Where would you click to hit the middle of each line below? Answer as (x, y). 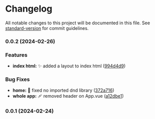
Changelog (29, 9)
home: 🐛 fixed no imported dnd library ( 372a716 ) (63, 90)
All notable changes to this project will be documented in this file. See (78, 23)
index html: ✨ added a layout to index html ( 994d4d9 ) (69, 66)
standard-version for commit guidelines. (47, 28)
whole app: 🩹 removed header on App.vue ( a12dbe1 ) (68, 96)
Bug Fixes (18, 80)
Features (16, 55)
